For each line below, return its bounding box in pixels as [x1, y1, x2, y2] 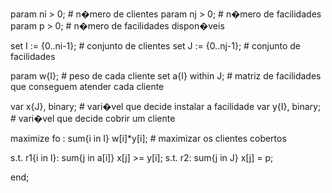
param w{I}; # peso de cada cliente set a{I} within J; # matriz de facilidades [10, 70, 322, 82]
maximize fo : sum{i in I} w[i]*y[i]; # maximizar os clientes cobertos [10, 133, 287, 144]
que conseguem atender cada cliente [10, 81, 165, 92]
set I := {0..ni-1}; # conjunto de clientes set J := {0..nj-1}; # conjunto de [10, 40, 302, 52]
